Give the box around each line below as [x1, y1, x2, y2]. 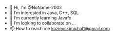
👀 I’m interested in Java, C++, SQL [9, 10, 79, 16]
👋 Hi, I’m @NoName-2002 [9, 5, 62, 10]
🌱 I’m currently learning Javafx [9, 15, 72, 20]
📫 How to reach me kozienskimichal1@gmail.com [9, 26, 110, 31]
